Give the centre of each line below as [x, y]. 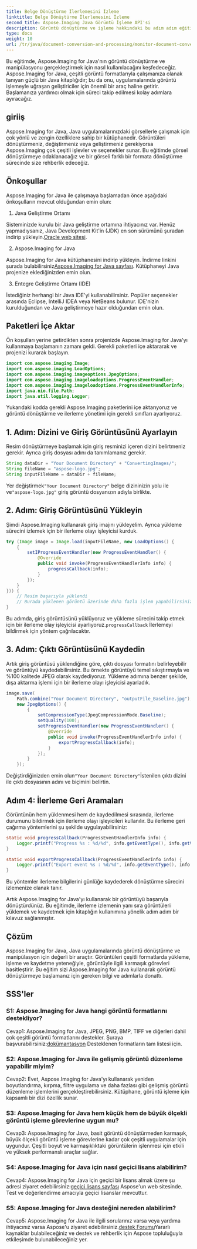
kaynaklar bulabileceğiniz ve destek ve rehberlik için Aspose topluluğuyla [94, 1233]
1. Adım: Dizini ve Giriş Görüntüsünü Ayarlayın [92, 432]
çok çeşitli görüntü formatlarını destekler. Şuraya [65, 1037]
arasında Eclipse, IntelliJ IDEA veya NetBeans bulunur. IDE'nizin [83, 301]
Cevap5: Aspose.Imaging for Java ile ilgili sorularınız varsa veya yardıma [93, 1220]
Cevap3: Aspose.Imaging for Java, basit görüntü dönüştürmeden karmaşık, [97, 1133]
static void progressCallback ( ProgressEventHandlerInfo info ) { [86, 838]
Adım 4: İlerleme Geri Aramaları [65, 800]
